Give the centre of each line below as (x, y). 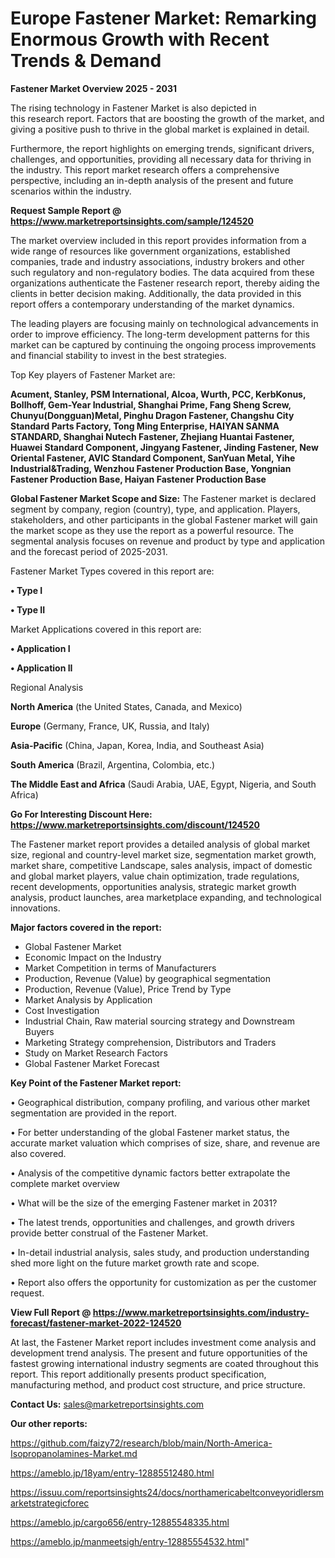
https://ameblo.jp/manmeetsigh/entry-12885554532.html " (130, 1541)
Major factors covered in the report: (86, 927)
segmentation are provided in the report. (93, 1113)
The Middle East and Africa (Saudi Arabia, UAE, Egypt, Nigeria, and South (163, 784)
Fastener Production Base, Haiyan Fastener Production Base (138, 479)
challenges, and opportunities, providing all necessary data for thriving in (161, 159)
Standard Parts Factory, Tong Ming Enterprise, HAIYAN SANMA (145, 426)
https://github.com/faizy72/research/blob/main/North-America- (141, 1443)
